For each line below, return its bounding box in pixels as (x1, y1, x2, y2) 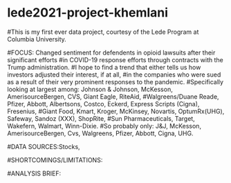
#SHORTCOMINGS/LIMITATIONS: (7, 155, 103, 164)
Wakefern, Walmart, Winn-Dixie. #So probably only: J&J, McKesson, (7, 122, 202, 130)
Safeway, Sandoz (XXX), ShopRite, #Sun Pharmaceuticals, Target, (7, 114, 195, 122)
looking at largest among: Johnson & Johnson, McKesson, (7, 85, 173, 93)
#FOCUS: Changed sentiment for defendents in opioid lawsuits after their (7, 48, 216, 57)
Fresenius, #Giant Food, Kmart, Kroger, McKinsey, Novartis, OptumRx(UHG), (7, 107, 225, 115)
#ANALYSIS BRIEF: (7, 169, 61, 177)
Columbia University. (7, 35, 67, 43)
